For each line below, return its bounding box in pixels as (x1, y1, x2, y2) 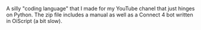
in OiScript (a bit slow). (6, 18, 63, 24)
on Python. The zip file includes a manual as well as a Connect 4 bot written (6, 11, 193, 18)
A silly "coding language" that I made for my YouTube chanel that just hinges (6, 5, 195, 12)
